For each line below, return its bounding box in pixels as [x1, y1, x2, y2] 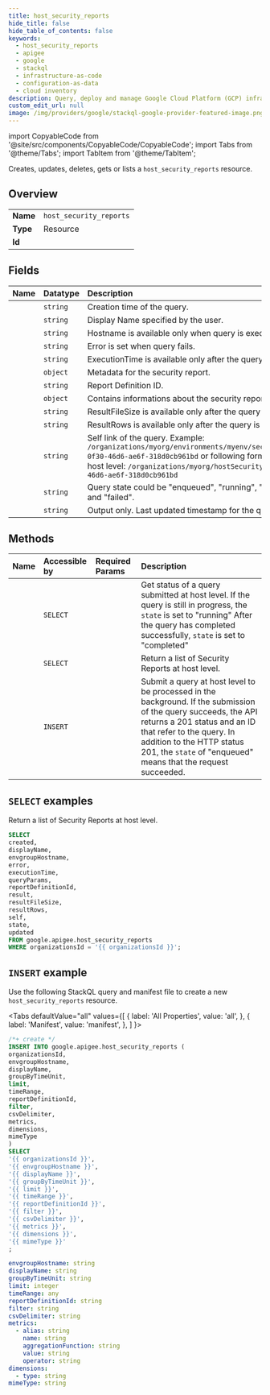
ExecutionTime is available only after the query [87, 354, 264, 365]
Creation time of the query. [87, 301, 189, 313]
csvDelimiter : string [8, 1312, 81, 1320]
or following [200, 450, 245, 462]
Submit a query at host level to [140, 676, 256, 687]
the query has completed [140, 619, 235, 631]
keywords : [8, 34, 42, 43]
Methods [8, 532, 55, 546]
